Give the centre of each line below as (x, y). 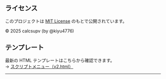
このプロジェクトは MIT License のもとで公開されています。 (66, 21)
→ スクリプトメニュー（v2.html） (39, 66)
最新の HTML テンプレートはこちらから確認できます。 (60, 60)
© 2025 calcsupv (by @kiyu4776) (40, 31)
